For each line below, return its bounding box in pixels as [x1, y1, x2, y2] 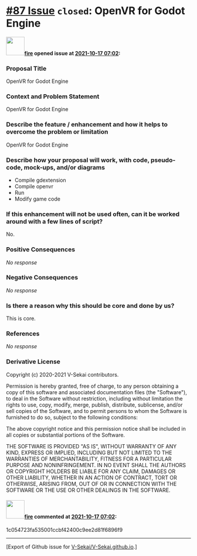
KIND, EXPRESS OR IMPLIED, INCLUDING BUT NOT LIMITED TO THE [6, 449, 172, 456]
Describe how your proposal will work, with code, [6, 156, 150, 164]
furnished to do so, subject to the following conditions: [6, 414, 138, 421]
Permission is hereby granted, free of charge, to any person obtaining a [6, 382, 179, 389]
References [6, 329, 40, 338]
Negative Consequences [6, 274, 78, 282]
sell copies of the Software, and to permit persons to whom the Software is [6, 407, 188, 414]
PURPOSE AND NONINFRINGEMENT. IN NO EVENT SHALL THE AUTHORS [6, 461, 186, 468]
